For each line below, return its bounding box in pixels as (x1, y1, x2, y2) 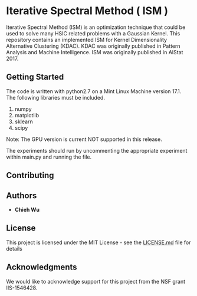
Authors (6, 190, 37, 200)
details (6, 245, 22, 252)
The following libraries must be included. (6, 94, 105, 101)
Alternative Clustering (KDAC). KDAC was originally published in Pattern (6, 42, 181, 50)
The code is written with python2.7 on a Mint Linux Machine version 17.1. (6, 87, 182, 95)
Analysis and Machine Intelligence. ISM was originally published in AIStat (6, 48, 183, 55)
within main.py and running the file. (6, 153, 92, 160)
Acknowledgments (6, 262, 78, 272)
